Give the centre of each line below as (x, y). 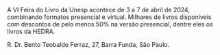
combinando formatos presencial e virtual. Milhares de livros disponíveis (109, 17)
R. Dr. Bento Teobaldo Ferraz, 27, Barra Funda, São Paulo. (88, 44)
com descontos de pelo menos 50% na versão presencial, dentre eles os (110, 24)
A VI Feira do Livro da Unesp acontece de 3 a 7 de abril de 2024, (99, 10)
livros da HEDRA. (31, 31)
